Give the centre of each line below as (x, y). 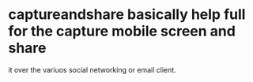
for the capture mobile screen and (122, 31)
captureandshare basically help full (127, 15)
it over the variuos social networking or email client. (92, 69)
